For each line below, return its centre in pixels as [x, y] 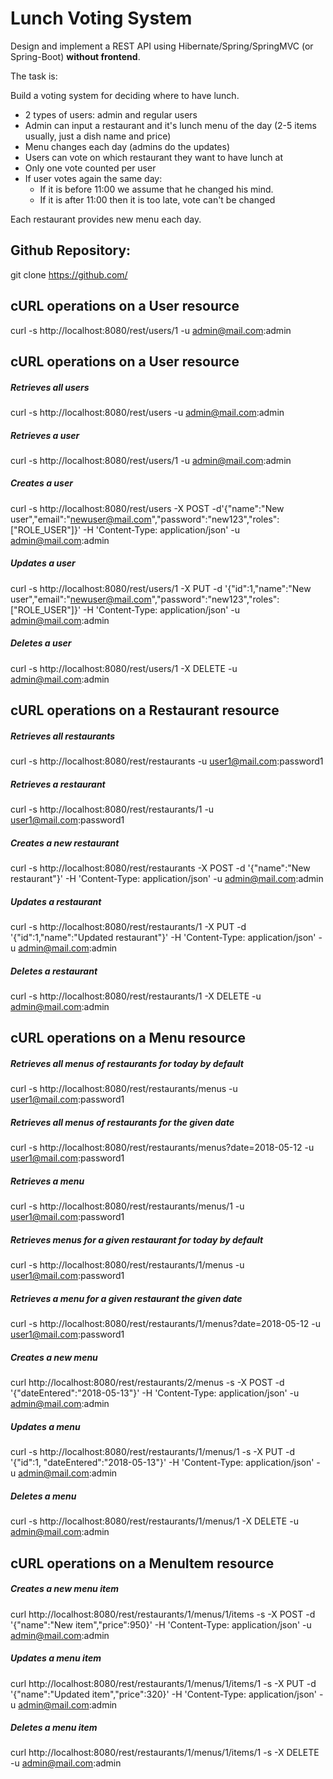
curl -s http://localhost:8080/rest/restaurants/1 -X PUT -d [128, 927]
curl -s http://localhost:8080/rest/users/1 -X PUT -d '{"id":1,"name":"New [161, 588]
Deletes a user [41, 643]
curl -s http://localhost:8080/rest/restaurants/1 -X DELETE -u [136, 996]
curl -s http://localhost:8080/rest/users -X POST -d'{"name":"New [147, 508]
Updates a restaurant [56, 901]
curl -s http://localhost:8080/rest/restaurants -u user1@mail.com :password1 [167, 761]
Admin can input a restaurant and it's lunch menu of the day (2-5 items [170, 125]
